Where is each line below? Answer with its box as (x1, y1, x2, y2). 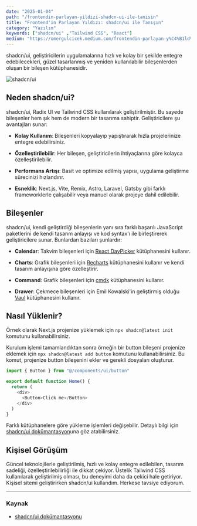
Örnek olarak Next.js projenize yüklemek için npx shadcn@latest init (6, 327, 174, 334)
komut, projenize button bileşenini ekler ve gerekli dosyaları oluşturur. (6, 357, 174, 364)
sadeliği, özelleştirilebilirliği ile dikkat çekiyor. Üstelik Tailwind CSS (6, 467, 165, 474)
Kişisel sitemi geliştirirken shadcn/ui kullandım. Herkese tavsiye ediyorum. (6, 479, 185, 487)
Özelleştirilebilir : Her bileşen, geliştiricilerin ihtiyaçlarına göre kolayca (14, 150, 183, 157)
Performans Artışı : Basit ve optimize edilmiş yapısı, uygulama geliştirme (14, 167, 189, 174)
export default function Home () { (6, 379, 91, 385)
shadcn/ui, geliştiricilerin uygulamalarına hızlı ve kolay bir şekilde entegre (6, 52, 183, 59)
